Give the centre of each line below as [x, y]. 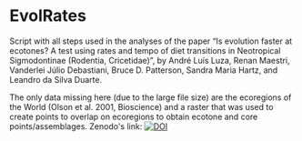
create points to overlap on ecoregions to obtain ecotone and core [134, 116]
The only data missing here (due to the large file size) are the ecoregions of [151, 97]
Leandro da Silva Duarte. [56, 79]
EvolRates [48, 16]
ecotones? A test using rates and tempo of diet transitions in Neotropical [145, 50]
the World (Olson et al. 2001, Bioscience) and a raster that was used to [141, 106]
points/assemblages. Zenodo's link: [76, 126]
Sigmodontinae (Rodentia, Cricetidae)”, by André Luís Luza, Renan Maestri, [150, 60]
